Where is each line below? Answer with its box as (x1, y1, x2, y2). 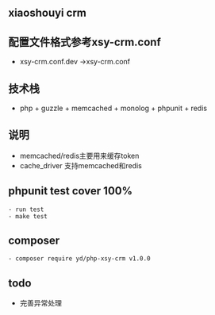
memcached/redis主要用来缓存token (19, 151, 140, 160)
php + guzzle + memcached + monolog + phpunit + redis (19, 103, 208, 113)
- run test (8, 206, 44, 213)
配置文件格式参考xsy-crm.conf (8, 35, 161, 48)
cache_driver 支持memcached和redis (19, 160, 143, 170)
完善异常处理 (19, 298, 62, 308)
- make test (8, 212, 48, 221)
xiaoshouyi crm (8, 6, 87, 20)
